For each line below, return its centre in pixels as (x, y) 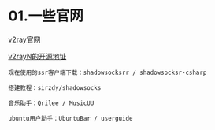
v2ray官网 (24, 39)
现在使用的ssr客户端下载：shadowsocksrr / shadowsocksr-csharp (107, 72)
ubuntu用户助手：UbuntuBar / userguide (70, 118)
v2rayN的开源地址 (37, 56)
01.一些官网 (46, 16)
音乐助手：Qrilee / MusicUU (51, 103)
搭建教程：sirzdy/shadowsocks (55, 87)
